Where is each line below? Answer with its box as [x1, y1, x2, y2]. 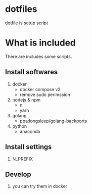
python [12, 123, 27, 129]
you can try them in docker [12, 183, 68, 189]
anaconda [19, 128, 41, 134]
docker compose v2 [19, 86, 61, 92]
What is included [5, 37, 76, 48]
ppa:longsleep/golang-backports [19, 118, 88, 124]
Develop [5, 170, 31, 179]
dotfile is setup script [5, 20, 48, 26]
